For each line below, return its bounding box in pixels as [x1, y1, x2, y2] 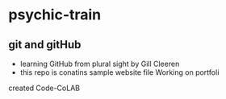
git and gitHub [8, 38, 82, 52]
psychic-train [8, 6, 102, 24]
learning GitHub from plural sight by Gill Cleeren [19, 59, 180, 68]
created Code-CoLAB [8, 83, 81, 93]
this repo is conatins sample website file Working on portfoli [19, 68, 220, 77]
